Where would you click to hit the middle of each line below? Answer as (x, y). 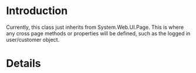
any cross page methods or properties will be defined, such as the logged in (98, 33)
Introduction (37, 11)
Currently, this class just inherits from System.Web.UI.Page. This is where (95, 27)
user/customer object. (33, 39)
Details (23, 64)
